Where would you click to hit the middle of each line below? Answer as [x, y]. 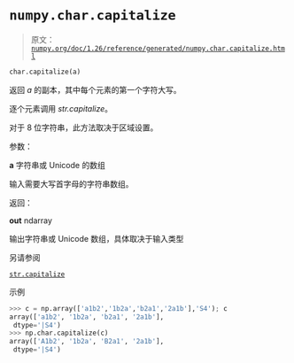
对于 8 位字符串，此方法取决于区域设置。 [84, 127]
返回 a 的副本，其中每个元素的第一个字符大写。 [95, 89]
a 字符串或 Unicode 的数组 [58, 165]
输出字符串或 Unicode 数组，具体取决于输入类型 [97, 238]
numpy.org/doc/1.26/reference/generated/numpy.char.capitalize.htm [158, 48]
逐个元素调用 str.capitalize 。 [61, 108]
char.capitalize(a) [45, 72]
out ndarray [31, 220]
